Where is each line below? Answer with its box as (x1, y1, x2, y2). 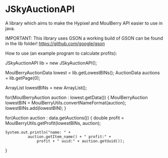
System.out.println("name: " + (5, 129, 71, 135)
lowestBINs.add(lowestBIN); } (5, 105, 66, 111)
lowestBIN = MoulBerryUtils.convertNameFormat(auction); (5, 99, 127, 106)
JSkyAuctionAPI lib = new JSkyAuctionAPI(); (5, 60, 97, 66)
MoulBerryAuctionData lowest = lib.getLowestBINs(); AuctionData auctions (5, 69, 160, 76)
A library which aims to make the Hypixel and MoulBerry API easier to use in (5, 20, 163, 26)
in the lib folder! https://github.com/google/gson (5, 40, 105, 46)
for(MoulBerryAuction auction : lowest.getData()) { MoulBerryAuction (5, 94, 148, 100)
